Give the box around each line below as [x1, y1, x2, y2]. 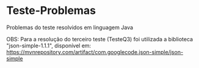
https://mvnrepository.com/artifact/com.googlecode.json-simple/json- [6, 48, 184, 55]
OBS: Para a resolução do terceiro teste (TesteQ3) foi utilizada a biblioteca [6, 35, 194, 42]
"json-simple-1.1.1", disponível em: [6, 42, 92, 49]
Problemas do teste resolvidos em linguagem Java [6, 24, 133, 31]
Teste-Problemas [6, 4, 96, 18]
